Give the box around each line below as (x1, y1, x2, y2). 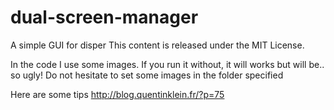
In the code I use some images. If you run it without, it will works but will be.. (10, 58, 325, 70)
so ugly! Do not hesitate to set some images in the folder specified (10, 69, 284, 81)
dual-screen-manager (10, 6, 199, 29)
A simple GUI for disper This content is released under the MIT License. (10, 39, 305, 51)
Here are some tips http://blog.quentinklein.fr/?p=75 (10, 88, 225, 100)
